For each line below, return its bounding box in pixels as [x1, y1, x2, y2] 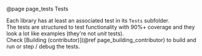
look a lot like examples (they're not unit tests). [6, 30, 124, 37]
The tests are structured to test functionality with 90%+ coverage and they [6, 24, 195, 30]
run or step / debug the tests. [6, 43, 80, 50]
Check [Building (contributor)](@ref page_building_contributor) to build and [6, 37, 197, 43]
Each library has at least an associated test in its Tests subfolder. [6, 17, 170, 24]
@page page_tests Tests [6, 5, 69, 12]
